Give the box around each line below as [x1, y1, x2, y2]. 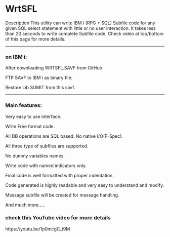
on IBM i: [5, 53, 27, 60]
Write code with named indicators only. [5, 163, 87, 169]
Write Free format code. [5, 123, 55, 129]
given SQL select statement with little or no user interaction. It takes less [5, 25, 156, 31]
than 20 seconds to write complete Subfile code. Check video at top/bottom [5, 30, 164, 36]
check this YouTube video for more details [5, 214, 111, 221]
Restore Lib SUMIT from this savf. [5, 85, 75, 91]
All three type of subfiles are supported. [5, 143, 89, 149]
